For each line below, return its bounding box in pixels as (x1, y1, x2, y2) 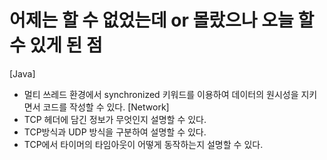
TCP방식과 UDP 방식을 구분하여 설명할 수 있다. (23, 126, 207, 138)
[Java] (9, 67, 36, 80)
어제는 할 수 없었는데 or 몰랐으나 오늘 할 (9, 9, 315, 32)
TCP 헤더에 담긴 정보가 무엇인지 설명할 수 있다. (23, 113, 207, 125)
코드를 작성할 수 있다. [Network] (42, 101, 170, 113)
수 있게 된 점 (9, 34, 103, 57)
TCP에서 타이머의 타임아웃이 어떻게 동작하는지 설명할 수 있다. (23, 138, 264, 150)
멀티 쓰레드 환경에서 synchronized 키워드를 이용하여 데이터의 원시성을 (23, 88, 299, 100)
